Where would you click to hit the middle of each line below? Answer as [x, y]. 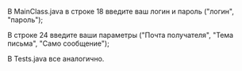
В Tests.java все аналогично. [56, 59]
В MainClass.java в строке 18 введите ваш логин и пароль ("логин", [121, 11]
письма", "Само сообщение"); [59, 43]
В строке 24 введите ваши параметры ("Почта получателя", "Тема [121, 35]
